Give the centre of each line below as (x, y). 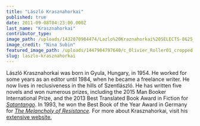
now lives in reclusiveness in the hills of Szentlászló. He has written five (94, 85)
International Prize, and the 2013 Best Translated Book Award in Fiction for (97, 98)
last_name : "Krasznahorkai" (41, 28)
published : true (26, 17)
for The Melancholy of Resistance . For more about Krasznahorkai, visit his (97, 111)
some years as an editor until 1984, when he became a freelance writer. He (98, 79)
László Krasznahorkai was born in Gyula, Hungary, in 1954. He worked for (97, 73)
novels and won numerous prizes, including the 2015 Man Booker (86, 92)
